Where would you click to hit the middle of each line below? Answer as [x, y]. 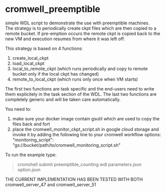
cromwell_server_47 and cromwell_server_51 [51, 185]
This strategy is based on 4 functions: [44, 48]
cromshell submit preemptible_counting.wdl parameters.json [80, 164]
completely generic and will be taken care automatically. [63, 99]
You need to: [18, 109]
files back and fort [31, 124]
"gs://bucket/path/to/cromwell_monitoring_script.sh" [67, 145]
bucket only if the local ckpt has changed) [56, 74]
